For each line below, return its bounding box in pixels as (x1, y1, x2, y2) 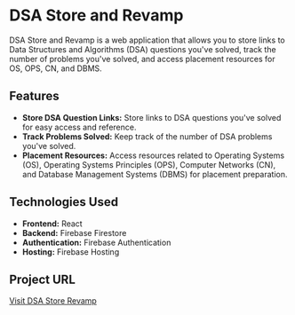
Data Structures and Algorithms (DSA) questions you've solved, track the (9, 43, 277, 54)
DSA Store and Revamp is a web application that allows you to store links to (9, 35, 286, 45)
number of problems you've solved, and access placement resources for (9, 53, 275, 64)
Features (9, 89, 60, 104)
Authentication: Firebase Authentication (21, 237, 171, 248)
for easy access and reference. (21, 122, 137, 132)
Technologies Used (9, 194, 118, 209)
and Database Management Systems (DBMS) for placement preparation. (21, 169, 288, 179)
